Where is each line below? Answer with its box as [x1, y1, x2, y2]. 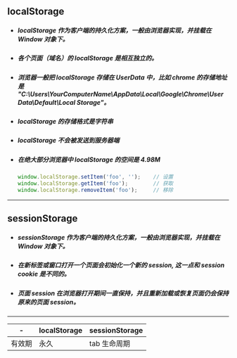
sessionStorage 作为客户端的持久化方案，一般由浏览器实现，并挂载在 [17, 233, 221, 241]
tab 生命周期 [89, 338, 130, 348]
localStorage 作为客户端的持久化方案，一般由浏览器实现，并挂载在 [17, 26, 212, 34]
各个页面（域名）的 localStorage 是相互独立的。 [17, 54, 158, 63]
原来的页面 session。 [17, 298, 79, 306]
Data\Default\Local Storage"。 [17, 98, 110, 106]
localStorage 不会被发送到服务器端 [17, 136, 120, 145]
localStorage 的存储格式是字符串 [17, 117, 114, 126]
